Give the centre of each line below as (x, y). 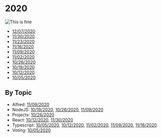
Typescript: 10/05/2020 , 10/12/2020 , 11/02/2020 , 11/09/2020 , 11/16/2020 (84, 125)
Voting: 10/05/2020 (31, 130)
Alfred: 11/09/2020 (31, 104)
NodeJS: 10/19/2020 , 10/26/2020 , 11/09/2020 (57, 109)
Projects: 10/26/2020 (33, 115)
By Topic (19, 93)
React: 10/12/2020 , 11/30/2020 (43, 120)
